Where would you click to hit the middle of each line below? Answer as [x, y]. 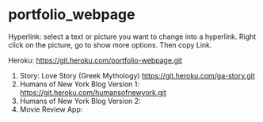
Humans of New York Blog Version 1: [80, 84]
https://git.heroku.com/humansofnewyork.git [93, 92]
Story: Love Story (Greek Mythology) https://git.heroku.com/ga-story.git [137, 75]
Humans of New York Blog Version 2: [80, 101]
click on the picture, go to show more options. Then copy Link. [110, 44]
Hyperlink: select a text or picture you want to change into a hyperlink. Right [132, 36]
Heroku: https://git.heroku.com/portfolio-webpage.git [95, 60]
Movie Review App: [51, 109]
